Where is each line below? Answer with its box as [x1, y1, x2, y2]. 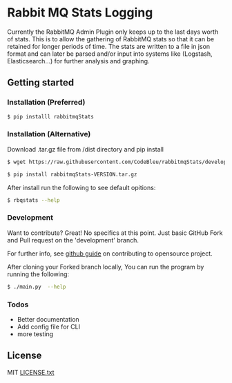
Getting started [7, 77, 75, 89]
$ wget [7, 158, 26, 165]
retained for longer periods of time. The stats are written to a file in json [7, 42, 211, 50]
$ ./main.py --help [7, 283, 67, 290]
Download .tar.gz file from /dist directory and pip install [7, 145, 164, 153]
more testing [17, 329, 54, 338]
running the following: [7, 270, 70, 278]
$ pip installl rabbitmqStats [7, 113, 95, 120]
